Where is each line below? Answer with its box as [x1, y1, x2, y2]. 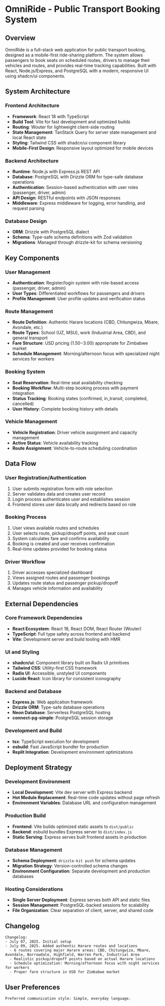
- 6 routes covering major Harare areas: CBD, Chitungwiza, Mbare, [9, 948, 151, 953]
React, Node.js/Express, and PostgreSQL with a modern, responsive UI [5, 68, 149, 74]
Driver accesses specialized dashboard [12, 570, 93, 576]
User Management [5, 269, 51, 275]
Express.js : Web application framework [12, 699, 93, 705]
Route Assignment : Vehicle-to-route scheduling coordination [12, 445, 137, 451]
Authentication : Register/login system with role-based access [12, 279, 139, 285]
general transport [12, 335, 48, 341]
